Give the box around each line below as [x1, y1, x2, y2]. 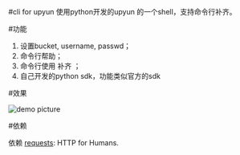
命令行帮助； [19, 51, 63, 60]
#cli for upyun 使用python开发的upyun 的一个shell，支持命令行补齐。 [8, 7, 237, 16]
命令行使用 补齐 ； [19, 61, 81, 71]
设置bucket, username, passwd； [19, 41, 131, 51]
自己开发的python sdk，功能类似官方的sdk [19, 71, 161, 80]
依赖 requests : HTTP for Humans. [8, 138, 119, 147]
